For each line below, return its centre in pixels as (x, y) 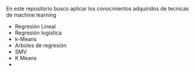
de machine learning (31, 15)
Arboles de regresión (40, 45)
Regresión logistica (38, 33)
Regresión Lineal (35, 26)
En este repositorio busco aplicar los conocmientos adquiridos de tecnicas (97, 9)
